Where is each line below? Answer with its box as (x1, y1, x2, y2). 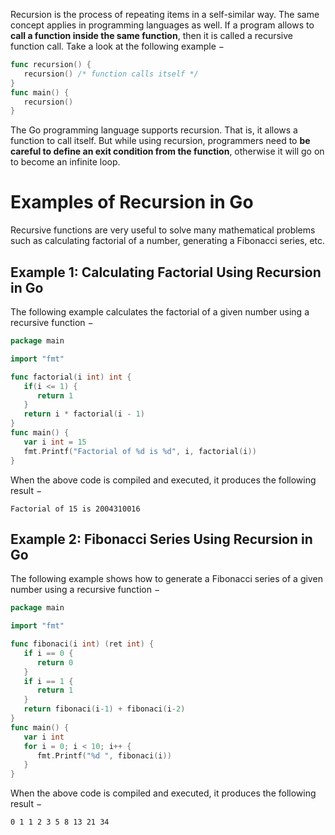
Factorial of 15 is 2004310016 (10, 504, 141, 514)
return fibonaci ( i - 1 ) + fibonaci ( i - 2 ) (23, 704, 186, 714)
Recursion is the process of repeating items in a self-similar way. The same (10, 9, 320, 20)
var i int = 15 (23, 437, 87, 447)
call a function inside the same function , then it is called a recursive (10, 30, 294, 41)
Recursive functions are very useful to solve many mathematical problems (10, 224, 316, 236)
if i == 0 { (23, 648, 74, 658)
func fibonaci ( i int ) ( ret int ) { (10, 639, 155, 649)
